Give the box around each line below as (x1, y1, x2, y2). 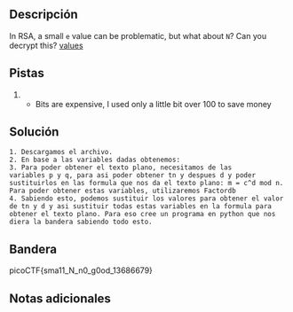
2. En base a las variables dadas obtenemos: (9, 155, 180, 165)
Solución (9, 124, 59, 140)
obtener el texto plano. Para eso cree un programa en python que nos (9, 210, 276, 219)
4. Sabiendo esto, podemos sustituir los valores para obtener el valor (9, 194, 284, 203)
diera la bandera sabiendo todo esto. (9, 217, 153, 227)
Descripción (9, 7, 78, 22)
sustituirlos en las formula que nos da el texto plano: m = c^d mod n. (9, 179, 284, 188)
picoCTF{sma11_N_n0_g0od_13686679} (9, 265, 154, 276)
